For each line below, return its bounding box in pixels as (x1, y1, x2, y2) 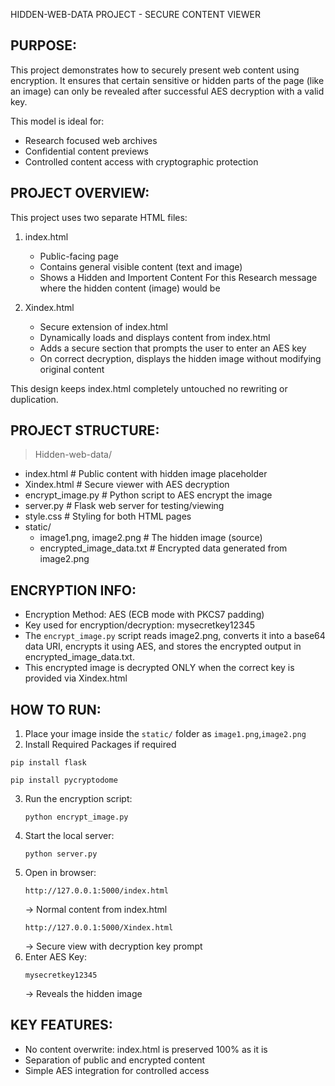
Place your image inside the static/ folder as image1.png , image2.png (24, 728, 307, 740)
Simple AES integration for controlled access (24, 1064, 210, 1076)
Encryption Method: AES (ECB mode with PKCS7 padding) (24, 609, 265, 621)
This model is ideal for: (10, 115, 105, 127)
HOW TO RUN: (10, 701, 102, 718)
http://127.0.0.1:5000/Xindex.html (24, 923, 174, 933)
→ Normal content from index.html (24, 904, 168, 916)
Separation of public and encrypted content (24, 1054, 206, 1066)
